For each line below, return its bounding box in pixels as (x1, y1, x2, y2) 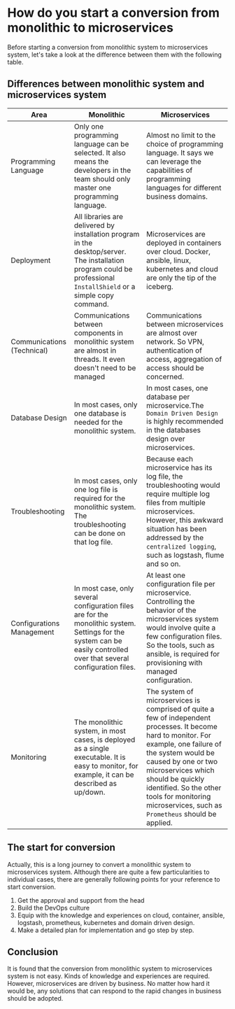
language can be (73, 139, 129, 148)
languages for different (146, 183, 222, 192)
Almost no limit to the (146, 130, 216, 140)
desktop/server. (73, 246, 127, 256)
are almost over (146, 327, 198, 337)
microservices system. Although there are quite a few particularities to (7, 868, 210, 876)
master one (73, 183, 112, 192)
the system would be (146, 747, 215, 757)
